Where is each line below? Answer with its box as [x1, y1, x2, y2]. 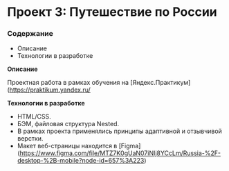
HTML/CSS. [17, 112, 52, 121]
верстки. [17, 134, 44, 143]
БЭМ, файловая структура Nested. [17, 120, 120, 128]
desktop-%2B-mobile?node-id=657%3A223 [17, 157, 145, 165]
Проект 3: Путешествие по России [7, 4, 218, 20]
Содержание [7, 29, 54, 39]
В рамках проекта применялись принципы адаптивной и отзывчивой [17, 127, 223, 135]
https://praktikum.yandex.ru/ [9, 85, 91, 94]
